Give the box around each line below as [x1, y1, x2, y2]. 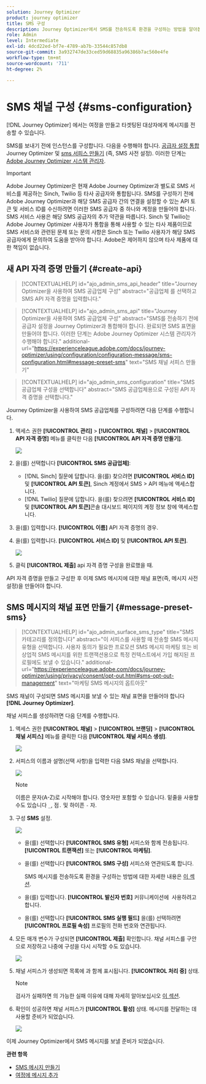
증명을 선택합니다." [28, 394, 73, 401]
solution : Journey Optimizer [6, 9, 81, 15]
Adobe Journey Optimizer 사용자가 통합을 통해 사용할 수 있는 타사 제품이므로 [6, 220, 193, 228]
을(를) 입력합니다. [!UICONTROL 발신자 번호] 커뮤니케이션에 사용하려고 [24, 893, 197, 900]
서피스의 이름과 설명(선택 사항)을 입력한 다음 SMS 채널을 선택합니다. [15, 757, 178, 765]
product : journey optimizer [6, 15, 78, 21]
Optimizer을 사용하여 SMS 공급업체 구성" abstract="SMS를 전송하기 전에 [21, 314, 199, 322]
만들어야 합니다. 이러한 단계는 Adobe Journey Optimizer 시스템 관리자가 [21, 330, 196, 338]
